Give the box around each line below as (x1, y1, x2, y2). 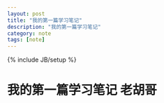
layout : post (7, 10, 45, 18)
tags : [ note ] (7, 36, 45, 43)
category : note (7, 29, 52, 37)
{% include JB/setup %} (7, 55, 77, 64)
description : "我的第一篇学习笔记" (7, 23, 101, 30)
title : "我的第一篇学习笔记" (7, 17, 82, 24)
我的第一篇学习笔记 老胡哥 (7, 82, 157, 98)
